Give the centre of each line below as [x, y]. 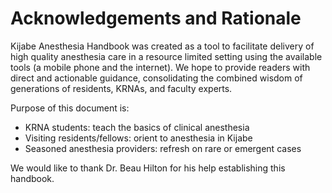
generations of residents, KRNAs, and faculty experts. [121, 88]
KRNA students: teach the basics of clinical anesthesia [137, 127]
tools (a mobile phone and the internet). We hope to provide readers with [160, 67]
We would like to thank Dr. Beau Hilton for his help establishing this [148, 168]
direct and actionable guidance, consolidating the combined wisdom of [156, 78]
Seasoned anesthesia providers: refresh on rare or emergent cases [163, 148]
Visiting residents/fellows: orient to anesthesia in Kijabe [138, 138]
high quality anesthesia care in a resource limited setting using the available [166, 56]
